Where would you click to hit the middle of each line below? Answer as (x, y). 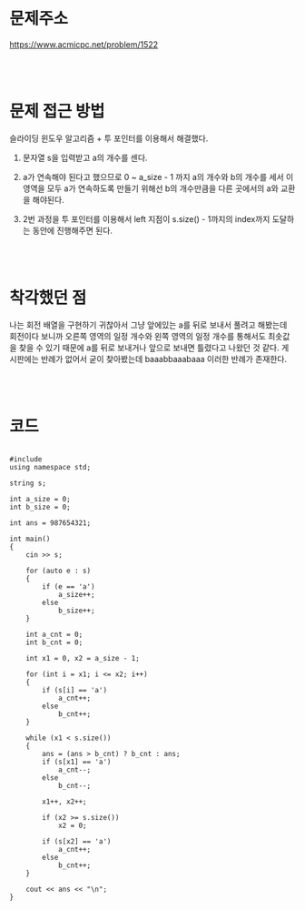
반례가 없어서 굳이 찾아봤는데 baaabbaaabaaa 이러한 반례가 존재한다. (164, 359)
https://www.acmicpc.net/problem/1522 (84, 44)
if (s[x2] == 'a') (77, 841)
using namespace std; (50, 467)
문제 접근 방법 (57, 111)
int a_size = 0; (40, 499)
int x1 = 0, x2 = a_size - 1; (83, 658)
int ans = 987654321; (50, 523)
